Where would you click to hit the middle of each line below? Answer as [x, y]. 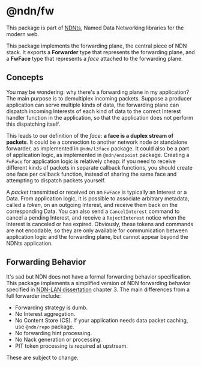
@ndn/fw [30, 11]
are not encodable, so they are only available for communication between [97, 230]
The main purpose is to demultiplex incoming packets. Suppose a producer [99, 98]
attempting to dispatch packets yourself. [56, 180]
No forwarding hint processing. [53, 333]
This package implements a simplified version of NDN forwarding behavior [98, 283]
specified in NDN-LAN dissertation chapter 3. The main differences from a [98, 289]
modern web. [23, 34]
